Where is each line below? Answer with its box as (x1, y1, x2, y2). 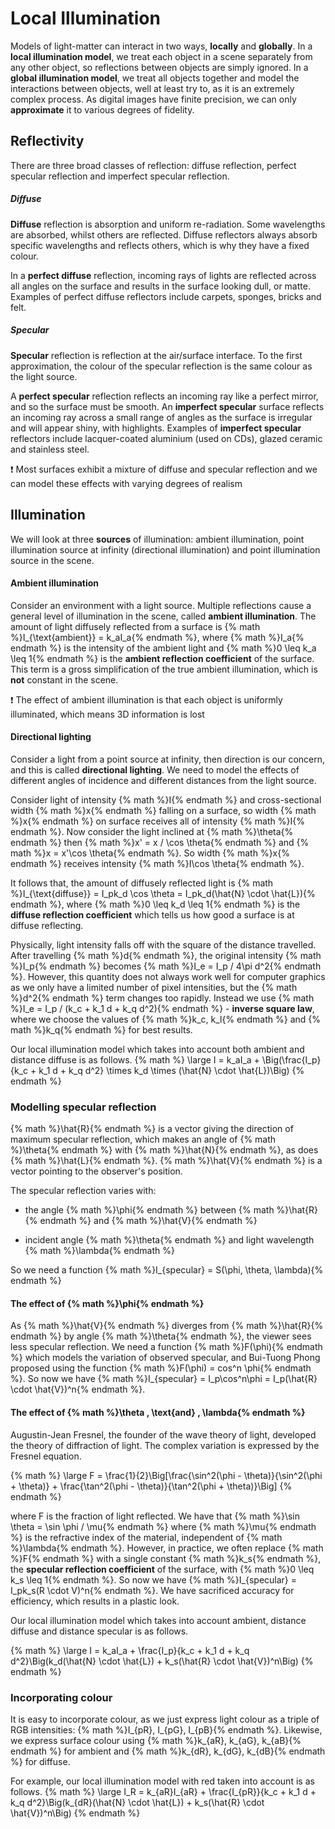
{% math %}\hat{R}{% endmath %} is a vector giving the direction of (10, 1123, 294, 1135)
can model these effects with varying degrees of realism (10, 477, 243, 489)
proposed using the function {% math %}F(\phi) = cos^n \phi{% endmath (10, 1362, 312, 1374)
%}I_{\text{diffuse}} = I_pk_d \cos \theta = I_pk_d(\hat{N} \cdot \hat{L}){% (10, 887, 316, 899)
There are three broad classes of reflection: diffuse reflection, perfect (10, 159, 297, 171)
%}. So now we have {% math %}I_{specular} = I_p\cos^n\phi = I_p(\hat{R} (10, 1373, 318, 1385)
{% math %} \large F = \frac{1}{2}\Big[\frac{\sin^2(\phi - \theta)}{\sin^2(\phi (10, 1469, 323, 1481)
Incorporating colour (10, 1690, 113, 1704)
